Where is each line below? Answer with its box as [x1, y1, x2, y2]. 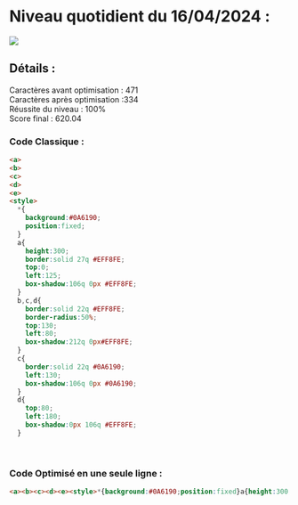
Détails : [9, 61, 56, 77]
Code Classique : [9, 135, 85, 148]
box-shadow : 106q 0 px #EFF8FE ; [25, 280, 138, 289]
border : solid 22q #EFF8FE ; [25, 305, 125, 314]
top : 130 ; [25, 321, 58, 330]
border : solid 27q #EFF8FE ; [25, 255, 125, 264]
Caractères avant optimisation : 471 [9, 85, 139, 95]
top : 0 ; [25, 263, 50, 273]
